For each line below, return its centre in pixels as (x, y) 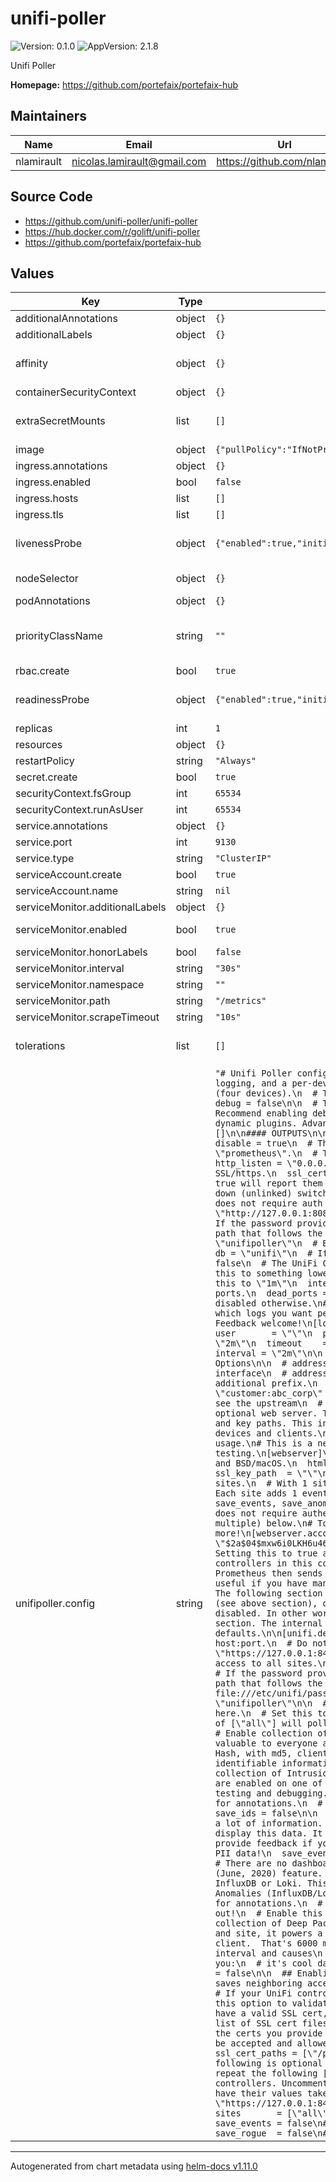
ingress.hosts (47, 499)
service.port (44, 842)
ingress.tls (39, 515)
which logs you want (263, 1313)
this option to (251, 2003)
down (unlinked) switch (271, 1193)
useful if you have (261, 1583)
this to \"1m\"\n (256, 1283)
